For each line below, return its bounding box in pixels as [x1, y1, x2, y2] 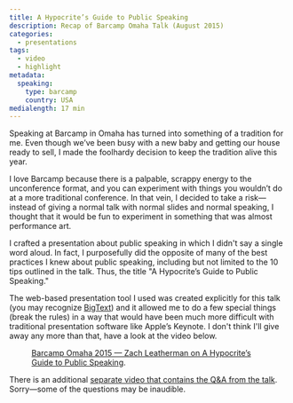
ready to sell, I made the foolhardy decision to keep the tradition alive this [9, 147, 278, 158]
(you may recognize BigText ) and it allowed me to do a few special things [9, 303, 277, 313]
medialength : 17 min [9, 104, 86, 113]
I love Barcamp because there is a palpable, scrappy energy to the [9, 174, 252, 185]
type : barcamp [25, 87, 77, 96]
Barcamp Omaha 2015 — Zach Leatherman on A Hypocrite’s [31, 348, 251, 359]
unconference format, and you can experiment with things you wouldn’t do [9, 183, 282, 194]
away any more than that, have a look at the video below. [9, 330, 218, 342]
